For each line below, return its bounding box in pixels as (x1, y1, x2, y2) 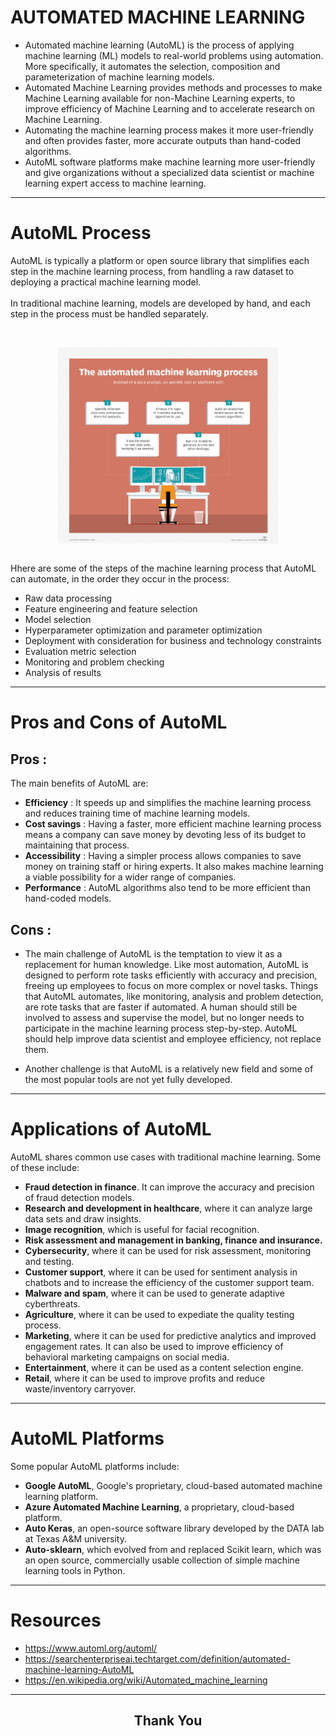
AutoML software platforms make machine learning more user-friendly (24, 156, 316, 168)
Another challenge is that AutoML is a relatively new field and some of (24, 1062, 314, 1075)
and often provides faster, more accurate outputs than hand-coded (24, 134, 302, 146)
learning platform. (24, 1490, 99, 1502)
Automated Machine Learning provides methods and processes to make (24, 81, 323, 93)
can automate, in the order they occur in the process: (10, 573, 230, 585)
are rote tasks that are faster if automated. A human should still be (24, 1001, 298, 1013)
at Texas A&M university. (24, 1532, 127, 1545)
